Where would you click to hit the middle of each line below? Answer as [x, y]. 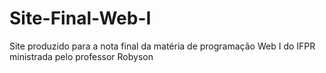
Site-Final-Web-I [80, 18]
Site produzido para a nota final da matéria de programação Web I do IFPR [162, 46]
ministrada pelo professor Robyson [81, 56]
